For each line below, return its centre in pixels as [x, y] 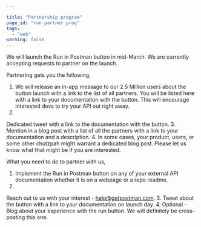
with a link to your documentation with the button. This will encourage [102, 100]
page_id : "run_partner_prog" [43, 23]
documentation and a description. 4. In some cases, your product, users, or [100, 137]
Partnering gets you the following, [48, 75]
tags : [13, 28]
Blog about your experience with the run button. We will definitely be [92, 211]
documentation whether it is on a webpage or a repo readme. [91, 180]
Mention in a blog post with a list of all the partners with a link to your [92, 131]
